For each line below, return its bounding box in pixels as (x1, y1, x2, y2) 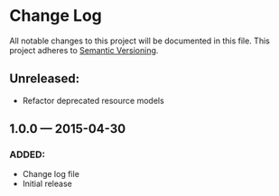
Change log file (22, 169, 79, 180)
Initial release (22, 178, 72, 190)
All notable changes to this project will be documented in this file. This (9, 35, 271, 46)
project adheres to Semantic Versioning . (9, 44, 159, 55)
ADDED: (9, 148, 46, 161)
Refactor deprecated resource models (22, 95, 164, 106)
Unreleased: (9, 71, 80, 87)
